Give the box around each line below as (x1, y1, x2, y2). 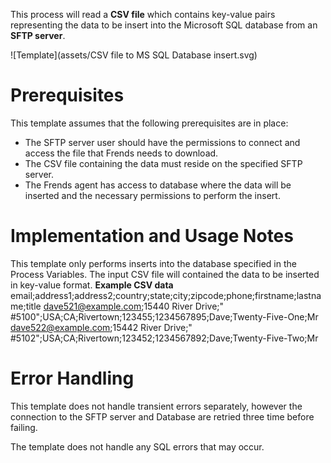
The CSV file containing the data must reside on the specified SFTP (24, 157, 303, 169)
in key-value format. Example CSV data (10, 279, 174, 291)
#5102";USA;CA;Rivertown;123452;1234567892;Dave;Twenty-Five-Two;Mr (10, 332, 319, 344)
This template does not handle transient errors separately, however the (10, 400, 303, 412)
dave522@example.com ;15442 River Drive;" (10, 321, 193, 333)
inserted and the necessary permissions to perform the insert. (24, 189, 281, 201)
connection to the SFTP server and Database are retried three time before (10, 410, 315, 423)
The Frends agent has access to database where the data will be (24, 179, 292, 191)
